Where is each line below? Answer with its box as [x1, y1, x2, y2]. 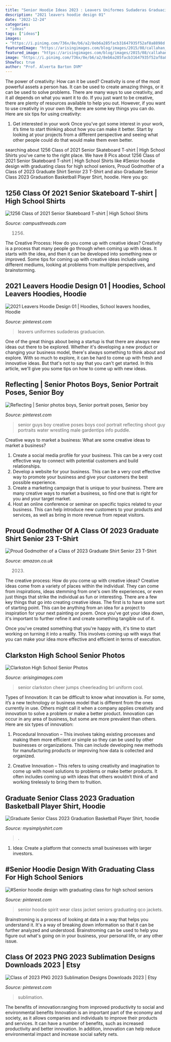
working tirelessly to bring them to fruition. [12, 779, 102, 785]
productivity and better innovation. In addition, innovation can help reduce [5, 1026, 160, 1032]
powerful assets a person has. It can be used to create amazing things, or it [5, 84, 164, 90]
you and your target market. [12, 495, 71, 501]
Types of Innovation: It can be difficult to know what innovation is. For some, [5, 694, 165, 700]
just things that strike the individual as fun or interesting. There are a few [5, 594, 158, 600]
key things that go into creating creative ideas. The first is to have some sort [5, 599, 165, 605]
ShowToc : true [5, 60, 36, 65]
